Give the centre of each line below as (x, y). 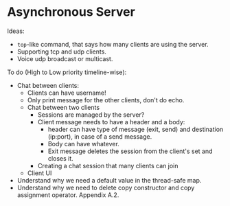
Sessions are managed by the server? (91, 115)
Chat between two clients (64, 107)
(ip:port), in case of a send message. (100, 136)
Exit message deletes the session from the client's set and (130, 151)
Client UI (39, 173)
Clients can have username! (67, 93)
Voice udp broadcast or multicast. (65, 58)
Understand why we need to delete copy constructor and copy (106, 187)
